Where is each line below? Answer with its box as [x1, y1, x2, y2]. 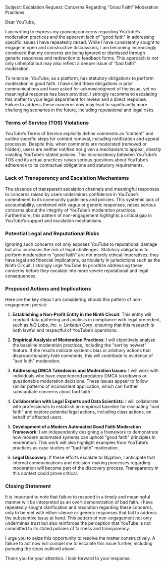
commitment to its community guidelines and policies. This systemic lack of [5, 196, 160, 203]
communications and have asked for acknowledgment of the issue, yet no [5, 86, 156, 91]
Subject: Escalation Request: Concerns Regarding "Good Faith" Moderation [5, 4, 159, 10]
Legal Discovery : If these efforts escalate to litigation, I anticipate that [12, 454, 155, 461]
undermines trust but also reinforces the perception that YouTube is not [5, 520, 151, 526]
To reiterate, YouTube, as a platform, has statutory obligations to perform [5, 75, 154, 81]
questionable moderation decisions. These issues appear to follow [12, 378, 148, 384]
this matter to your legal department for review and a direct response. [5, 96, 147, 102]
